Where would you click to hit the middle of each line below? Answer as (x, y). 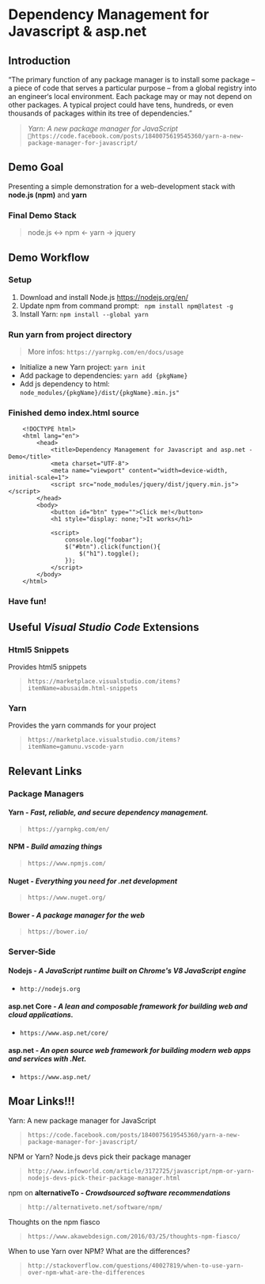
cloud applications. (41, 1015)
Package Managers (46, 793)
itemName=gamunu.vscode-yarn (76, 747)
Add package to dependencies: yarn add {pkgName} (104, 376)
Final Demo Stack (42, 215)
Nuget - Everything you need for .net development (93, 881)
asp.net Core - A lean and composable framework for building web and (128, 1006)
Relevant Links (45, 771)
